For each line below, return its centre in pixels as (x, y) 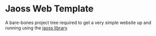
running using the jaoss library (36, 27)
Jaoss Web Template (49, 9)
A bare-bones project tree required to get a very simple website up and (78, 22)
